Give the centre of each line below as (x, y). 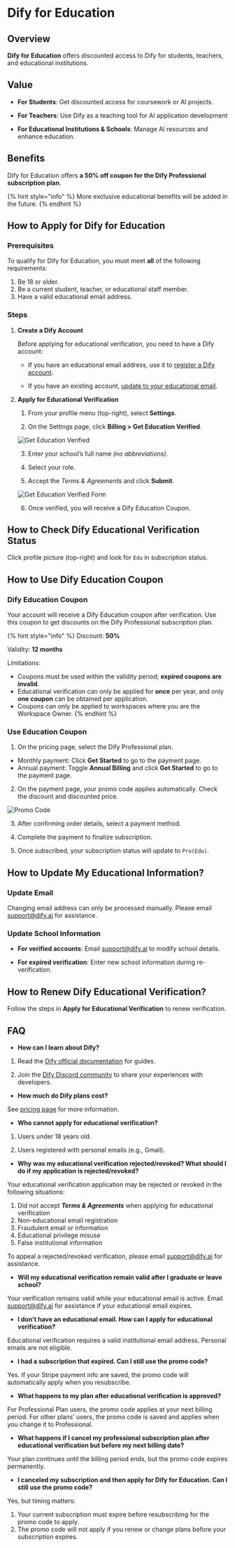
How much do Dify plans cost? (63, 1096)
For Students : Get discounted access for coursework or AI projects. (115, 102)
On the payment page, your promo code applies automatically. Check (117, 789)
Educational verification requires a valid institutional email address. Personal (117, 1340)
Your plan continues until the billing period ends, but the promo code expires (117, 1459)
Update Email (30, 893)
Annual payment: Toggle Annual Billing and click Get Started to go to (117, 768)
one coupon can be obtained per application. (83, 699)
